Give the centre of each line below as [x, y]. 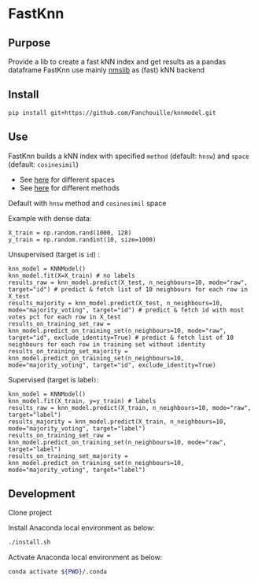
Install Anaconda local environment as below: [81, 528]
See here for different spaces [67, 179]
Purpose [29, 43]
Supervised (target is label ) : [54, 379]
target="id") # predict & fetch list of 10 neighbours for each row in [128, 289]
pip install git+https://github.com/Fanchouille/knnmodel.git [112, 113]
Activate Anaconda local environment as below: [85, 557]
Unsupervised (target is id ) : [54, 254]
